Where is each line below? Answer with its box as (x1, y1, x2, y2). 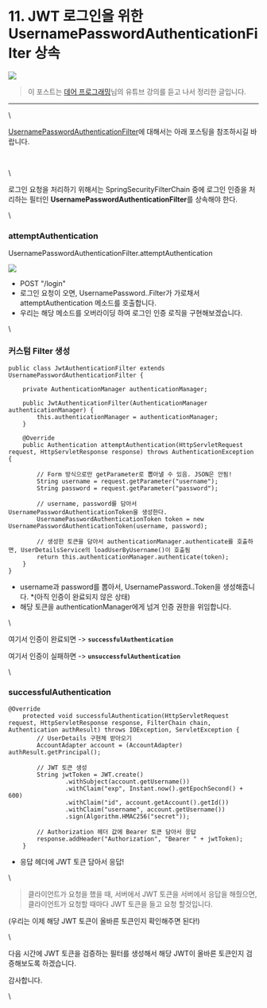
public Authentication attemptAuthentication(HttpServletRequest (22, 441, 244, 449)
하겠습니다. (42, 958, 77, 968)
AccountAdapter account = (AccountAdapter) (37, 741, 183, 749)
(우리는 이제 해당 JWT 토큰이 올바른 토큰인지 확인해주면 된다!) (8, 916, 200, 925)
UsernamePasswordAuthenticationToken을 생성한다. (8, 508, 168, 516)
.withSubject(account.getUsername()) (64, 778, 191, 786)
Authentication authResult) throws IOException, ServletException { (8, 726, 240, 734)
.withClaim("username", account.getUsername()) (64, 806, 226, 814)
